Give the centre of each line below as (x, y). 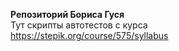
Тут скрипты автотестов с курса (79, 25)
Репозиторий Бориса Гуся (67, 14)
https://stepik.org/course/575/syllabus (89, 35)
